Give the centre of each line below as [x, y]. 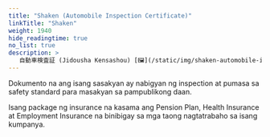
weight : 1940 [30, 30]
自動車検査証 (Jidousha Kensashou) [75, 61]
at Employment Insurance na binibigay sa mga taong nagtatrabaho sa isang [133, 115]
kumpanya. [27, 124]
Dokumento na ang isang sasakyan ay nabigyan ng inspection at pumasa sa [134, 83]
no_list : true [32, 46]
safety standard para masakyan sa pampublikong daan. [100, 91]
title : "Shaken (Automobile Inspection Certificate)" [100, 16]
